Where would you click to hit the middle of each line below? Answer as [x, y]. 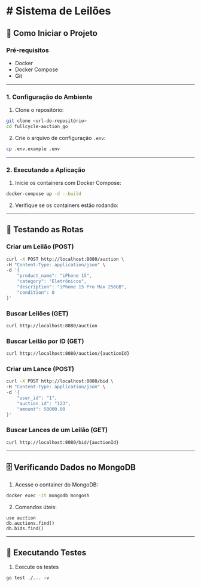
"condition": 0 [36, 292]
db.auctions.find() [31, 524]
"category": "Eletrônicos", [52, 282]
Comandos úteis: [36, 507]
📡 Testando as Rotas [45, 229]
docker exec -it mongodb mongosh [48, 496]
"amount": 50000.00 [41, 409]
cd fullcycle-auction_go [37, 127]
